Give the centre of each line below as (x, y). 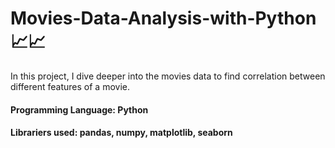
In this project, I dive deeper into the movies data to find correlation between (168, 76)
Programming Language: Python (79, 109)
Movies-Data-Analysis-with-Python (163, 18)
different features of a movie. (70, 86)
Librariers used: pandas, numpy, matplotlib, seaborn (121, 133)
